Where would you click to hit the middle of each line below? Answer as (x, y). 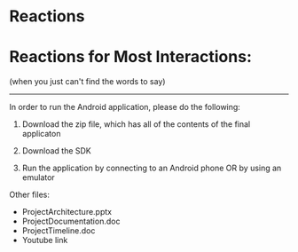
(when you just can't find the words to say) (87, 82)
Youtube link (45, 240)
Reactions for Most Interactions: (131, 57)
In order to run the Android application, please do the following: (125, 107)
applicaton (41, 134)
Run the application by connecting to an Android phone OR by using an (152, 168)
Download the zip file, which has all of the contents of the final (136, 124)
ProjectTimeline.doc (59, 231)
